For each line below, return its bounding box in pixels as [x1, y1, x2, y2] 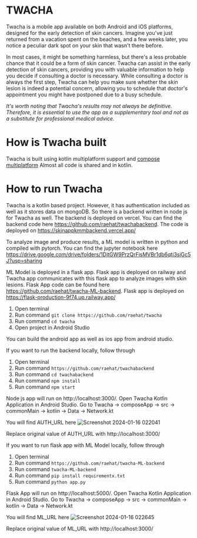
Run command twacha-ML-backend [14, 465, 96, 472]
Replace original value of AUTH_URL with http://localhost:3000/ [6, 430, 161, 437]
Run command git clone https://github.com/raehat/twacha [14, 311, 162, 318]
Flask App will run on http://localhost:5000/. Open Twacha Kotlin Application [6, 490, 191, 497]
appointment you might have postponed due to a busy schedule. [6, 91, 163, 98]
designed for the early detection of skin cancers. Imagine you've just [6, 29, 173, 36]
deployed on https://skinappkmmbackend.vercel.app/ [6, 227, 136, 234]
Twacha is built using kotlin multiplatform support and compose [6, 155, 160, 162]
